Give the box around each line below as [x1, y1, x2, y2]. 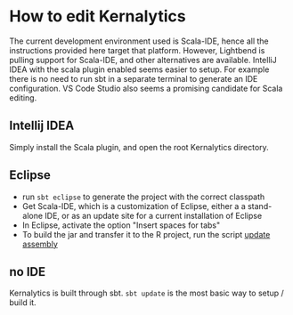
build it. [9, 297, 37, 308]
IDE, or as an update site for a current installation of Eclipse [44, 210, 263, 221]
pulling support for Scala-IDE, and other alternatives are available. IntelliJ [9, 54, 278, 65]
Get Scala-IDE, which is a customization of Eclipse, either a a [21, 200, 247, 211]
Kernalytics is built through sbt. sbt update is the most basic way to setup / [9, 287, 285, 299]
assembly [21, 238, 58, 249]
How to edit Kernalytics [9, 6, 186, 27]
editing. [9, 92, 37, 103]
